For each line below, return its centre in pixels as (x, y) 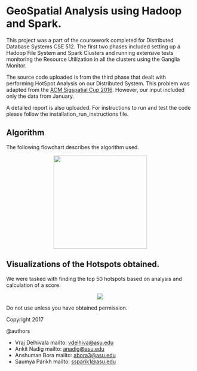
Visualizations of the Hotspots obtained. (83, 265)
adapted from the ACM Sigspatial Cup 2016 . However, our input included (96, 89)
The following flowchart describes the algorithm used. (73, 147)
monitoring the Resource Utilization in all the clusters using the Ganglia (93, 59)
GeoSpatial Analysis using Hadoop (94, 11)
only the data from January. (40, 96)
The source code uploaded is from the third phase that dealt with (86, 77)
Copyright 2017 (25, 319)
